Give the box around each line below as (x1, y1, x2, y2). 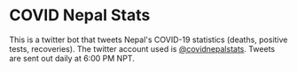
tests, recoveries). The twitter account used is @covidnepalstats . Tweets (9, 43, 276, 54)
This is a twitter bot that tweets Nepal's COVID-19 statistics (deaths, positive (9, 34, 288, 45)
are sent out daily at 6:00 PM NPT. (9, 53, 135, 63)
